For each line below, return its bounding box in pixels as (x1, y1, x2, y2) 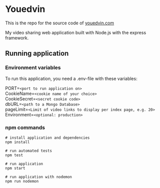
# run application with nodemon (5, 174, 72, 180)
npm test (5, 153, 23, 158)
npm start (5, 166, 26, 171)
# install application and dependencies (5, 135, 90, 140)
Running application (5, 49, 69, 58)
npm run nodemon (5, 179, 39, 184)
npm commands (5, 124, 45, 131)
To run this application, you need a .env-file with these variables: (5, 76, 138, 82)
